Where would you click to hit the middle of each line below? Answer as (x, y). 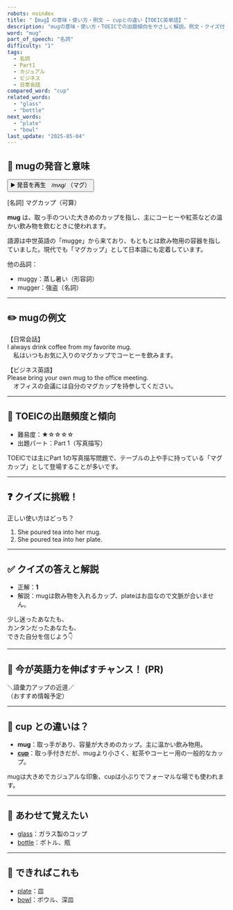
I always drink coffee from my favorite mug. (69, 347)
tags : (15, 53)
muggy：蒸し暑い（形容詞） (58, 279)
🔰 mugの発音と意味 (49, 166)
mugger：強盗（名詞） (50, 288)
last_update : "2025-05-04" (46, 136)
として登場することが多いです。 (76, 466)
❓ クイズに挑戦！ (43, 497)
